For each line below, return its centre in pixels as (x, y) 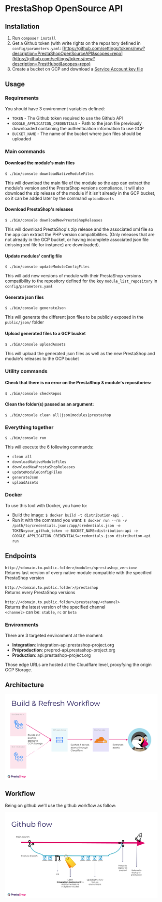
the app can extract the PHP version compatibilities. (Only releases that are (80, 235)
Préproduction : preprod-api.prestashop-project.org (64, 650)
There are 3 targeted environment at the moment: (54, 635)
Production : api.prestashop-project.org (51, 655)
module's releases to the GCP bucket (42, 358)
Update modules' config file (34, 256)
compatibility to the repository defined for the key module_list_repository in (81, 281)
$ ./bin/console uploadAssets (36, 344)
